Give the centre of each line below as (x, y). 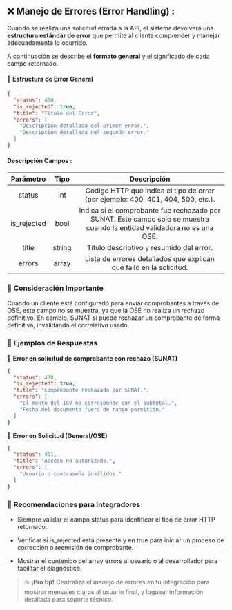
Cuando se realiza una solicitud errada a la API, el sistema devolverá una (110, 28)
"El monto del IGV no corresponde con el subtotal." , (98, 403)
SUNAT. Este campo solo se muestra (149, 219)
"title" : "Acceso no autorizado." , (65, 461)
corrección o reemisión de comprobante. (75, 547)
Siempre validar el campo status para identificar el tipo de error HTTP (116, 519)
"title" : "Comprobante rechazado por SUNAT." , (81, 390)
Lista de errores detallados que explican (150, 259)
